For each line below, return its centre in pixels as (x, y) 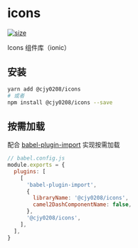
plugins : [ (30, 171)
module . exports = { (36, 165)
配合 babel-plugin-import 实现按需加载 (64, 145)
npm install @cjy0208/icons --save (60, 102)
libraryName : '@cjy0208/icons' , (81, 198)
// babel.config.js (36, 158)
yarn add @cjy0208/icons (44, 89)
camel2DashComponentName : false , (83, 205)
